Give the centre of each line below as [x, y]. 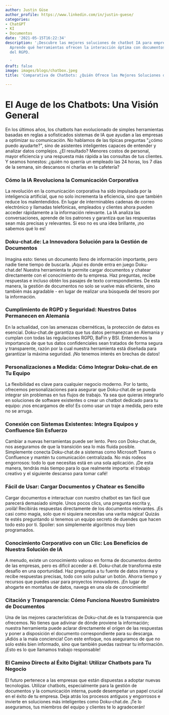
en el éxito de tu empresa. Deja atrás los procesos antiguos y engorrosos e [83, 696]
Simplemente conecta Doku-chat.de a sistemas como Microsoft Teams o [80, 452]
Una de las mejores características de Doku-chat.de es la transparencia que [84, 618]
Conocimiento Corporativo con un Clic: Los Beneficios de [77, 543]
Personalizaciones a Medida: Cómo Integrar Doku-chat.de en [81, 367]
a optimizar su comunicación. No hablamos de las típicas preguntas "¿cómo [84, 140]
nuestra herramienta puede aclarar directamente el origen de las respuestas [84, 628]
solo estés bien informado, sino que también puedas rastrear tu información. [84, 644]
